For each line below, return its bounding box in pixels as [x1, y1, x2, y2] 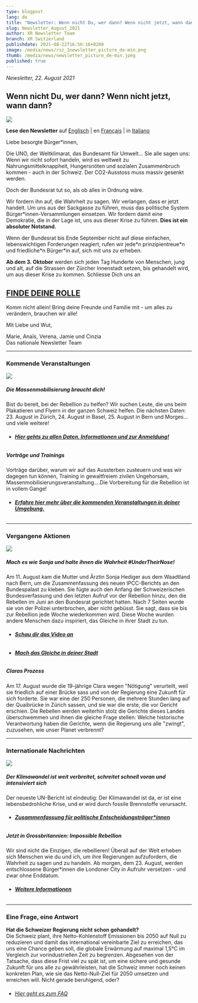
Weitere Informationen [14, 886, 72, 893]
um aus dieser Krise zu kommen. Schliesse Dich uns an [6, 271, 140, 278]
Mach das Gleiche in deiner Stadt [14, 649, 98, 656]
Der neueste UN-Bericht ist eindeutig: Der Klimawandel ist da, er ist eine [6, 794, 181, 801]
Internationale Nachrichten [6, 746, 85, 755]
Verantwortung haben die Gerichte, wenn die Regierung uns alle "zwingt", [6, 720, 186, 727]
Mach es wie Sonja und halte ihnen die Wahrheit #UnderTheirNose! [6, 559, 175, 566]
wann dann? [6, 100, 52, 110]
